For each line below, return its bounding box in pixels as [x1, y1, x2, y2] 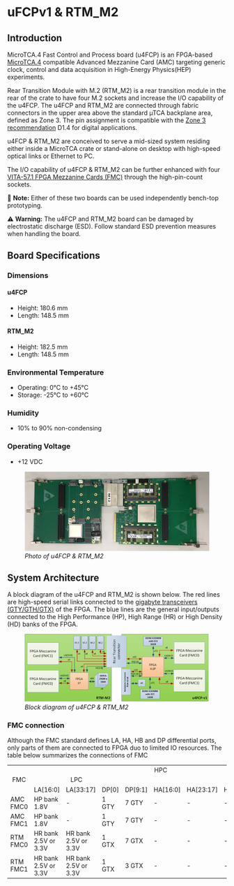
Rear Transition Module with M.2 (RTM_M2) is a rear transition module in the [7, 87, 226, 94]
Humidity [7, 408, 40, 418]
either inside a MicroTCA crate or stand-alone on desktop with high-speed [7, 145, 221, 152]
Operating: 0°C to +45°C [17, 384, 89, 392]
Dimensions [7, 270, 49, 280]
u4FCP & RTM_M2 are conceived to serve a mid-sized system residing [7, 137, 210, 145]
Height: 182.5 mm [17, 342, 68, 351]
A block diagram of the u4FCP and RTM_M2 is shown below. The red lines [7, 590, 221, 599]
